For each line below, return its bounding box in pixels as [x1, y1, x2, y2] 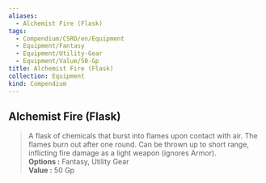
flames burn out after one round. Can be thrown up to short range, [27, 139, 249, 150]
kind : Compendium [8, 79, 67, 87]
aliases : [8, 11, 38, 20]
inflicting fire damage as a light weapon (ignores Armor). [27, 148, 217, 158]
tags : [8, 27, 27, 35]
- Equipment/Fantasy [15, 42, 85, 50]
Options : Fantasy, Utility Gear [27, 157, 129, 167]
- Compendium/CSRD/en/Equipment [15, 34, 125, 43]
